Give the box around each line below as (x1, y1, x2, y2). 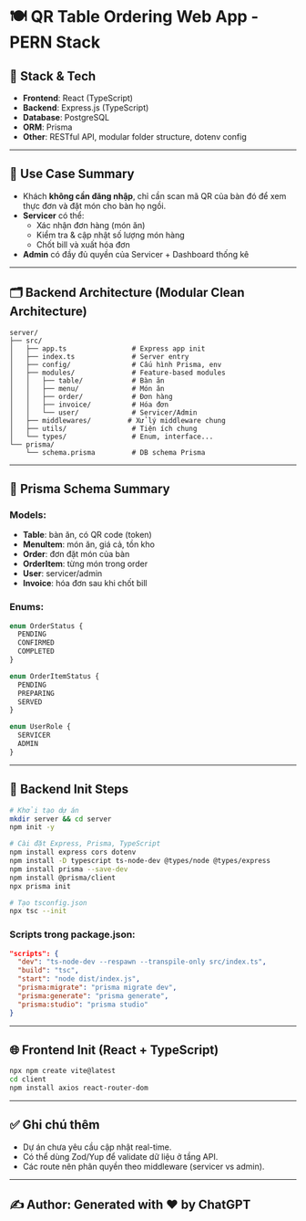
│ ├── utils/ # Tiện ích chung (9, 424, 198, 433)
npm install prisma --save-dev (9, 864, 128, 874)
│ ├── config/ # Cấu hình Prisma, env (9, 360, 222, 369)
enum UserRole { (9, 722, 71, 732)
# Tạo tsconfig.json (9, 898, 88, 908)
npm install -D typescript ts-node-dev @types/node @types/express (9, 857, 271, 866)
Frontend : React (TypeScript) (22, 92, 134, 103)
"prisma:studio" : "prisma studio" (17, 1000, 148, 1009)
